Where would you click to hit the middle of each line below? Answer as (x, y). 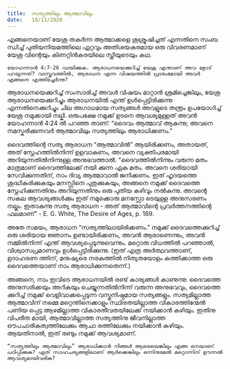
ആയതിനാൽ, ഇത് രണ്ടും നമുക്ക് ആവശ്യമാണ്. (72, 333)
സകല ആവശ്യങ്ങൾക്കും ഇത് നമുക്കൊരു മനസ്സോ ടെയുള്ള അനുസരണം (107, 198)
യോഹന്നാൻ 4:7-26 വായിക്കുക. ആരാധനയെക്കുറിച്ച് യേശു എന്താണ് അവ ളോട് (110, 68)
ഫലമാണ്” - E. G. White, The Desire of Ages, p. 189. (81, 213)
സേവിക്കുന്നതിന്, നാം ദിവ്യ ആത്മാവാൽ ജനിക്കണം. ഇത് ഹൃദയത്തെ (102, 175)
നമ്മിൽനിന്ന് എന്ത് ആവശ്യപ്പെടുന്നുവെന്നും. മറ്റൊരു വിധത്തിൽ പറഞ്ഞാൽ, (111, 243)
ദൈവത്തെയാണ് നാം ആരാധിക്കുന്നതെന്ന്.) (69, 265)
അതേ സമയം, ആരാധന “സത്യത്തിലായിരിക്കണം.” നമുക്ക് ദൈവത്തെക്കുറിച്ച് (114, 227)
